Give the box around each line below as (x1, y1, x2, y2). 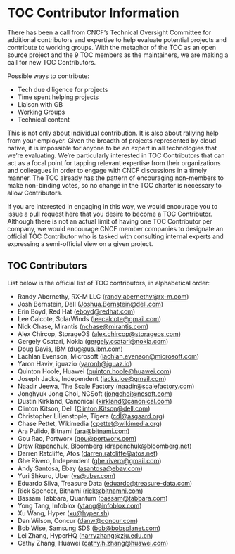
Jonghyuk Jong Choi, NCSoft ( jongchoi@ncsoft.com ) (17, 389, 172, 398)
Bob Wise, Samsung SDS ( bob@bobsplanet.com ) (17, 524, 160, 532)
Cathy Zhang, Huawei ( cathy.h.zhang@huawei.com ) (17, 539, 169, 547)
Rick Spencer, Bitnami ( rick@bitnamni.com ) (17, 487, 144, 495)
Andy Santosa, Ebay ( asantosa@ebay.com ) (17, 464, 143, 472)
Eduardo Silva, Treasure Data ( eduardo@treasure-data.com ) (17, 479, 193, 487)
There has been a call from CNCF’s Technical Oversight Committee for (7, 28, 212, 37)
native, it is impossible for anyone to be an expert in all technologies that (7, 143, 217, 152)
